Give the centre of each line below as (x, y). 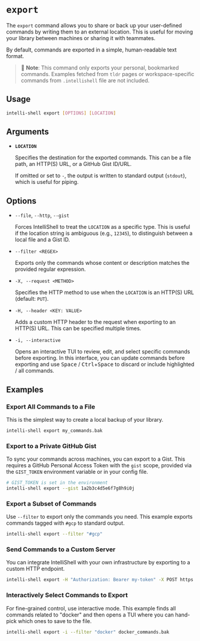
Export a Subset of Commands (51, 503)
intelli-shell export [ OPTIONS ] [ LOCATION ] (61, 113)
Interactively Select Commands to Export (67, 595)
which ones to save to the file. (55, 621)
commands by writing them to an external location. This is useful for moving (100, 32)
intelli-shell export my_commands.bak (54, 430)
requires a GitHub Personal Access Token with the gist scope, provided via (99, 465)
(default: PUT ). (32, 299)
